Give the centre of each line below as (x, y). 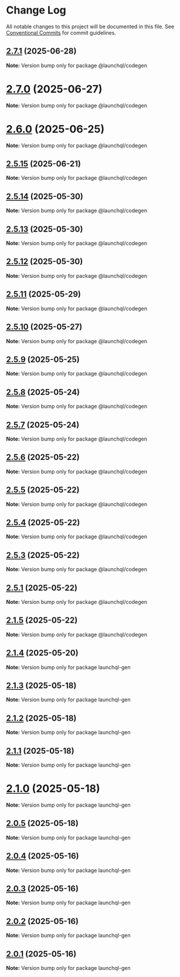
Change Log (36, 10)
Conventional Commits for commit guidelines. (61, 32)
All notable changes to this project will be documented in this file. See (90, 26)
